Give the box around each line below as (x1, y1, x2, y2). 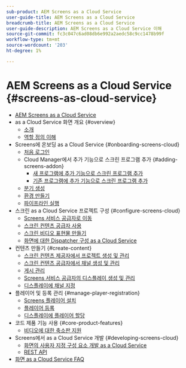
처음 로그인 (23, 148, 50, 156)
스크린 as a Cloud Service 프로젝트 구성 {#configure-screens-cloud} (14, 207, 181, 214)
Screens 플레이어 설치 (23, 297, 77, 304)
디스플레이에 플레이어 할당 (23, 312, 86, 319)
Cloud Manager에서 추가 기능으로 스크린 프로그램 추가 (23, 156, 151, 163)
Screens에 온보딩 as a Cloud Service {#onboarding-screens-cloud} (14, 141, 180, 148)
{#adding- (152, 156, 178, 163)
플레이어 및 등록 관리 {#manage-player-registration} (14, 289, 141, 296)
